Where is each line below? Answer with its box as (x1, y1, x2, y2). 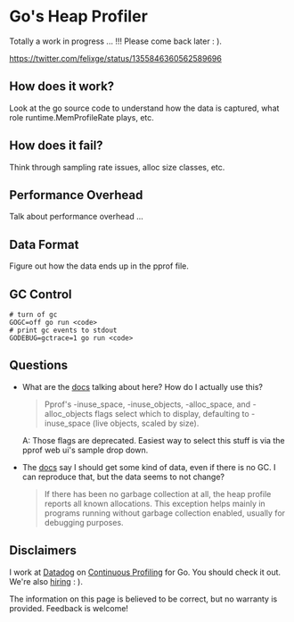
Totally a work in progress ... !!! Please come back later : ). (9, 36, 223, 46)
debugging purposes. (44, 517, 124, 527)
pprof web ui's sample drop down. (21, 444, 149, 455)
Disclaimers (9, 543, 78, 559)
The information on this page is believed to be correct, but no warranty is (9, 593, 278, 604)
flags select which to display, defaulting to (94, 408, 249, 419)
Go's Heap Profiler (9, 6, 149, 27)
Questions (9, 358, 69, 373)
